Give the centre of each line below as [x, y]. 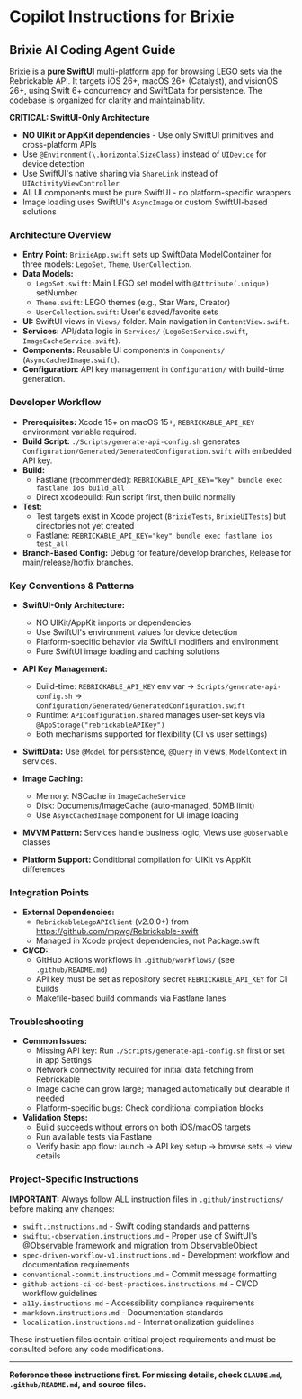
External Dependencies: [68, 913]
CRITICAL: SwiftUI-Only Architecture [80, 118]
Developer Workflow [55, 403]
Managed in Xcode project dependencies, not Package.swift [147, 941]
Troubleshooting [46, 1022]
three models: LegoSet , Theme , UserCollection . [107, 264]
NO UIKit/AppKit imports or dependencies [113, 622]
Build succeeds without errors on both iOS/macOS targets [143, 1127]
